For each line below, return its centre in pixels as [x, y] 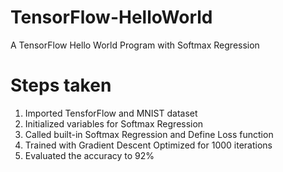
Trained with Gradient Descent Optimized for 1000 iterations [148, 145]
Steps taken [61, 85]
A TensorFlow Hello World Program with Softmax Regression [135, 45]
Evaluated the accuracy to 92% [89, 155]
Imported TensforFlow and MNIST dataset [111, 113]
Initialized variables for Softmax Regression [114, 123]
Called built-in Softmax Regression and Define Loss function [149, 134]
